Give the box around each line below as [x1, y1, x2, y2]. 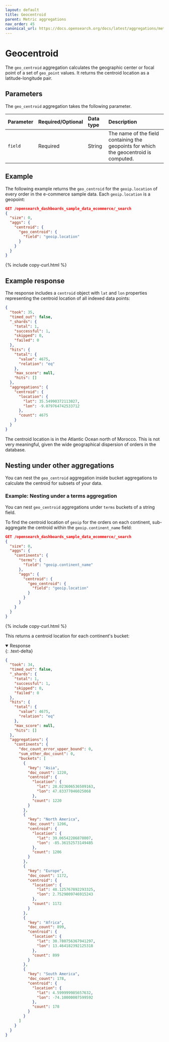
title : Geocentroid [5, 12, 46, 17]
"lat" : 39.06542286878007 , [37, 835, 94, 840]
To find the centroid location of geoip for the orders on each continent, [5, 519, 151, 525]
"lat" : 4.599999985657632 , [37, 990, 94, 995]
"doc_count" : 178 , [27, 976, 66, 982]
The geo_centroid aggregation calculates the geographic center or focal [5, 64, 154, 71]
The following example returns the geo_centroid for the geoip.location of [5, 185, 157, 191]
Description [108, 118, 137, 125]
